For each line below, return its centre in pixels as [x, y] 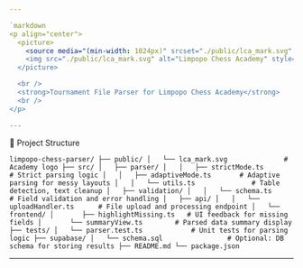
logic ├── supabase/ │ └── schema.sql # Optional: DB [147, 238]
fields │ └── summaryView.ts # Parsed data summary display [151, 222]
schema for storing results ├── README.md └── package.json [125, 246]
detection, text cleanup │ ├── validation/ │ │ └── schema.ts [141, 190]
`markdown [28, 25]
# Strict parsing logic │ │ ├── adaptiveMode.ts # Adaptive [145, 175]
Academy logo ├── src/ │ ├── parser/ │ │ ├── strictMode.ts [137, 167]
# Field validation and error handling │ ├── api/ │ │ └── [134, 199]
